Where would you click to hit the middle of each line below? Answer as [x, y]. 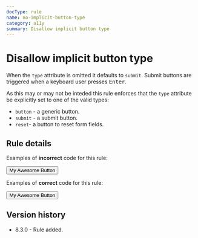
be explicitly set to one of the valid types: [58, 100]
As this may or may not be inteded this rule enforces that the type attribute [99, 94]
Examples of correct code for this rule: [54, 183]
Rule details [29, 143]
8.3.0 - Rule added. [39, 230]
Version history [36, 215]
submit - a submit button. [46, 118]
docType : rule [24, 12]
